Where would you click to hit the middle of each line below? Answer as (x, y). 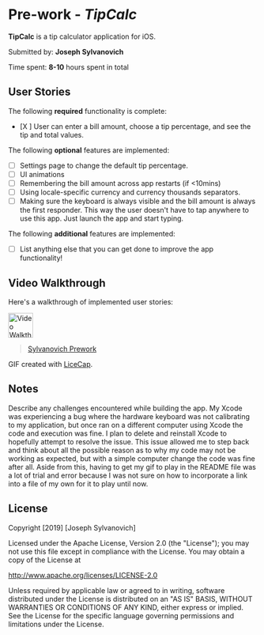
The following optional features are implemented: (89, 150)
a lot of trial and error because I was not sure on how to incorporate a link (128, 475)
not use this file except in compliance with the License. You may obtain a (126, 551)
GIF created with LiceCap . (51, 364)
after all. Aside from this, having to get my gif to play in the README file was (132, 467)
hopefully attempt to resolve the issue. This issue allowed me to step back (129, 441)
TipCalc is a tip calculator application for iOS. (82, 36)
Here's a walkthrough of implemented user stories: (91, 301)
